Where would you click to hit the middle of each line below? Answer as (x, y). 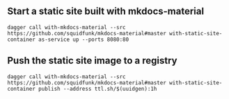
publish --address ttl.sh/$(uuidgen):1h (97, 89)
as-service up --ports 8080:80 (84, 39)
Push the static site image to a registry (92, 61)
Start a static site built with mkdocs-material (105, 11)
